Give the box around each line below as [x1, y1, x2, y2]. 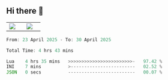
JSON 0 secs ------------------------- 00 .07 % [6, 69, 163, 75]
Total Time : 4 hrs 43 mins [6, 47, 74, 54]
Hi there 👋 [6, 6, 44, 16]
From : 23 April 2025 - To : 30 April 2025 [6, 36, 112, 42]
